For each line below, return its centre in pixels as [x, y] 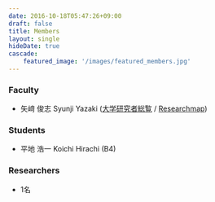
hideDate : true [34, 46]
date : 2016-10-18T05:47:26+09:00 [65, 16]
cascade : [23, 54]
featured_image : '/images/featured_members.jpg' [107, 62]
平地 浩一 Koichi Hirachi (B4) [68, 149]
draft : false [31, 24]
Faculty [24, 90]
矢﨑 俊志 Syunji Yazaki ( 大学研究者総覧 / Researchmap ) [114, 109]
